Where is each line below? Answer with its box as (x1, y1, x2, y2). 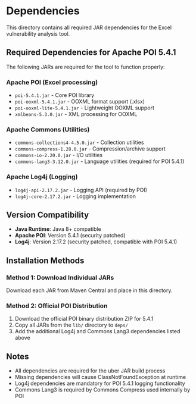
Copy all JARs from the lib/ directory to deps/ (14, 321, 129, 328)
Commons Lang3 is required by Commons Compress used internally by (14, 386, 191, 393)
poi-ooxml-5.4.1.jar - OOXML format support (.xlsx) (14, 98, 145, 105)
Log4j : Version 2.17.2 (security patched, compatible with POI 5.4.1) (14, 238, 178, 245)
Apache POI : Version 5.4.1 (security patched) (14, 232, 126, 239)
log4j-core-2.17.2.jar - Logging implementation (14, 192, 136, 200)
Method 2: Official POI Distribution (6, 302, 108, 310)
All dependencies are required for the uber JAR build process (14, 367, 166, 374)
